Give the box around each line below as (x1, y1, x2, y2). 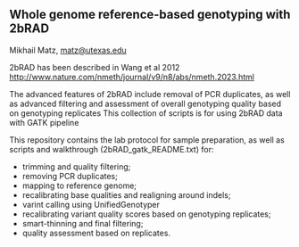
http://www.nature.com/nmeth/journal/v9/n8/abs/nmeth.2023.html (9, 71, 254, 82)
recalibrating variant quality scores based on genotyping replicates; (21, 209, 271, 219)
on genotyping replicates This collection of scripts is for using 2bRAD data (9, 107, 283, 119)
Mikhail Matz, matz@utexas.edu (9, 45, 127, 55)
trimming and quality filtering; (21, 161, 131, 172)
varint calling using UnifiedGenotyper (21, 199, 161, 210)
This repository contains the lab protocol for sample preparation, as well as (9, 134, 286, 145)
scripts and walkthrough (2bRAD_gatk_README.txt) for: (9, 144, 214, 154)
